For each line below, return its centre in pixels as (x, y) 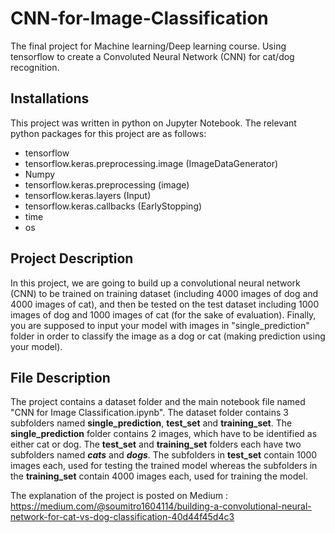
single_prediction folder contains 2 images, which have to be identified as (164, 434)
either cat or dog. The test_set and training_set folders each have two (156, 444)
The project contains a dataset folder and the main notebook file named (158, 402)
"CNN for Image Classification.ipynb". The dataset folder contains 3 (149, 413)
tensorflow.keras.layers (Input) (88, 195)
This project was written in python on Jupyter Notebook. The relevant (153, 123)
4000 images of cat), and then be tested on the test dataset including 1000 (165, 304)
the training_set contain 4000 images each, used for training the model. (159, 476)
